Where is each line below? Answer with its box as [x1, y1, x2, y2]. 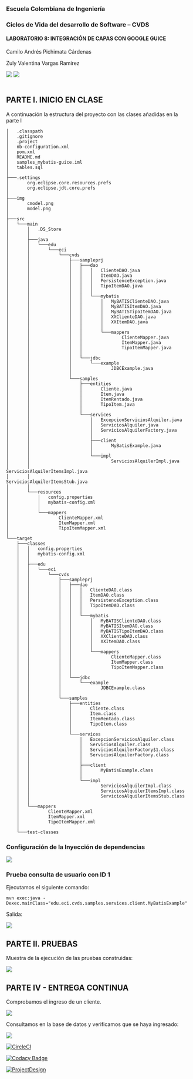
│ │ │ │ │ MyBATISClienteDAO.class [16, 618, 161, 624]
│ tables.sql [6, 164, 43, 170]
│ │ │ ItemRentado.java [6, 396, 143, 402]
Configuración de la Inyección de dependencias [6, 843, 145, 851]
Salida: [6, 911, 23, 918]
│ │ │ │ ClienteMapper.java [6, 335, 169, 340]
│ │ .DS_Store [6, 226, 62, 232]
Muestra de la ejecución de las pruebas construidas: [6, 955, 133, 962]
